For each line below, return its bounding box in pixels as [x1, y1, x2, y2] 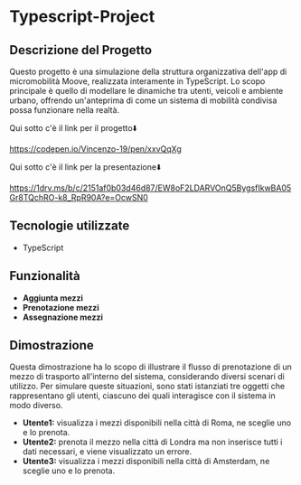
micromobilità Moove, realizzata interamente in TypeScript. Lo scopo [9, 76, 266, 87]
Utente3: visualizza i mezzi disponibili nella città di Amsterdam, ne [22, 456, 270, 467]
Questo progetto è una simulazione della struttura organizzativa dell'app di [9, 66, 287, 77]
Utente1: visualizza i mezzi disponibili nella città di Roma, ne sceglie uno [22, 417, 292, 428]
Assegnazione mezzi [22, 312, 104, 322]
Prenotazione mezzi [22, 302, 99, 312]
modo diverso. [9, 400, 63, 411]
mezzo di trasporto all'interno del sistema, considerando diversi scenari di [9, 371, 285, 382]
